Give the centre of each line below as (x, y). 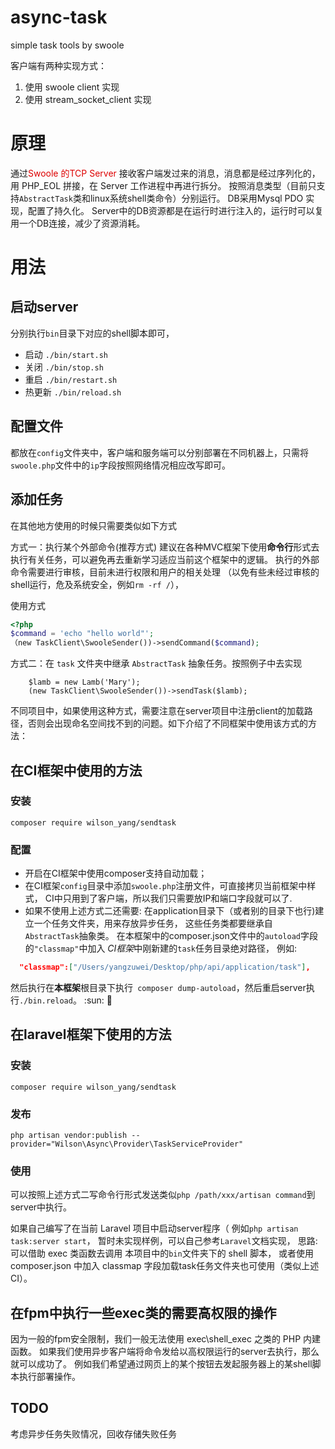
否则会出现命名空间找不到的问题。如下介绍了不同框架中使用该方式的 (167, 723)
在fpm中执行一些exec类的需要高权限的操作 (143, 1312)
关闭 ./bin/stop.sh (64, 367)
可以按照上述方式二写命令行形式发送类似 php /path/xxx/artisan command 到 (163, 1195)
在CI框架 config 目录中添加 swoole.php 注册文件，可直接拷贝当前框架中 (166, 886)
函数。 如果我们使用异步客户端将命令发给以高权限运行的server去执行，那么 (165, 1352)
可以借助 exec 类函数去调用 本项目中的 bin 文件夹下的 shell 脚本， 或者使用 (162, 1253)
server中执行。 (41, 1207)
